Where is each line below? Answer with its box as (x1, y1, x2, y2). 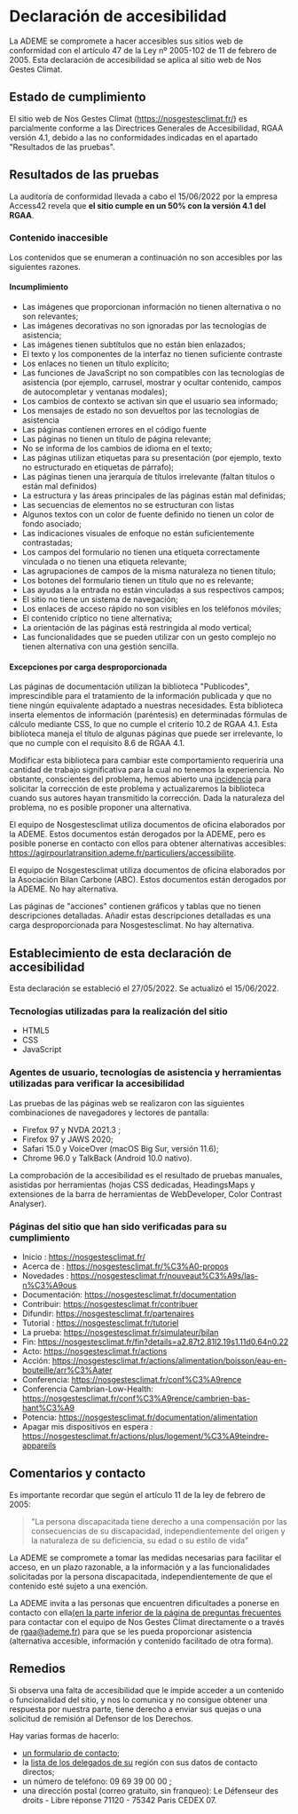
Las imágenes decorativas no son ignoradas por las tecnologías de (21, 321, 267, 331)
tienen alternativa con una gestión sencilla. (21, 641, 179, 652)
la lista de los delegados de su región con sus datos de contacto (21, 1756, 258, 1768)
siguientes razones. (9, 261, 82, 272)
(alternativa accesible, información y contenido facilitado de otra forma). (9, 1636, 274, 1646)
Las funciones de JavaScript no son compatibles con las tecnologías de (21, 368, 286, 378)
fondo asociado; (21, 519, 82, 529)
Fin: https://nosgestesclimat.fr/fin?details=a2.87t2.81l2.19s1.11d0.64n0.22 (21, 1336, 289, 1347)
